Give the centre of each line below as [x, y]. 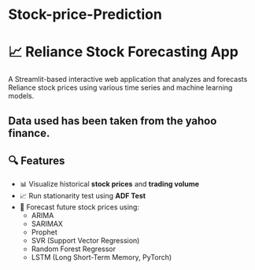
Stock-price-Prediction [85, 15]
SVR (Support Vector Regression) [85, 241]
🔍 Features [37, 160]
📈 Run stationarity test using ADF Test [83, 196]
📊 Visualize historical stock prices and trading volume [109, 184]
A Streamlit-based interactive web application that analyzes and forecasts [128, 80]
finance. [29, 133]
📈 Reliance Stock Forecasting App [123, 52]
